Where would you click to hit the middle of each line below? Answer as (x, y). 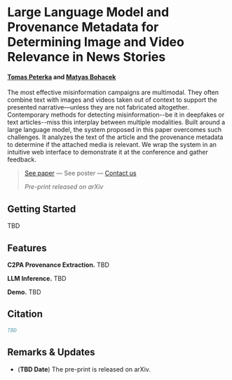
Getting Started (42, 209)
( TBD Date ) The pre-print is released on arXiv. (84, 369)
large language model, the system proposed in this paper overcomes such (115, 130)
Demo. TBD (24, 292)
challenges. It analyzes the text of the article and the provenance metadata (115, 137)
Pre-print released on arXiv (64, 187)
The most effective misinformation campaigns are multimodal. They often (113, 93)
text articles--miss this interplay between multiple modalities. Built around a (116, 122)
